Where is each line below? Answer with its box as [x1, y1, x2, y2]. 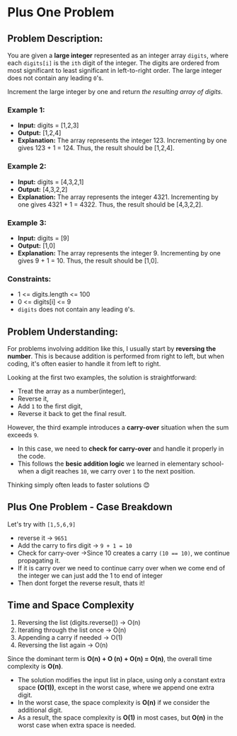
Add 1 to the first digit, [17, 402, 83, 410]
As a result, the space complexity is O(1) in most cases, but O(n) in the [17, 713, 224, 722]
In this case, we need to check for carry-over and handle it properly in [17, 444, 224, 453]
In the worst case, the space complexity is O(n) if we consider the [17, 698, 210, 706]
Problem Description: [7, 33, 103, 45]
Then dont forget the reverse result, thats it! [17, 578, 145, 587]
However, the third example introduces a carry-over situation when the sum [7, 423, 229, 432]
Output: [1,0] [17, 241, 56, 250]
